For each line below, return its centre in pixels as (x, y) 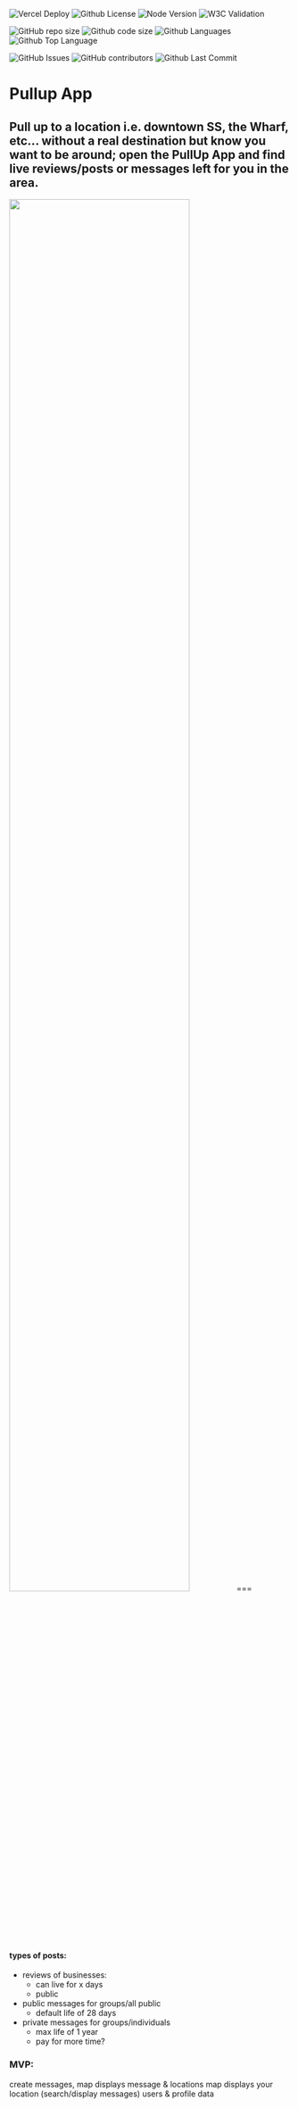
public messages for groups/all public (91, 2004)
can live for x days (69, 1985)
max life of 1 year (67, 2032)
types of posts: (38, 1955)
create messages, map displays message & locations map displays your (141, 2084)
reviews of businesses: (64, 1975)
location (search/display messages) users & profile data (112, 2094)
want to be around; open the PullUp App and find (147, 155)
